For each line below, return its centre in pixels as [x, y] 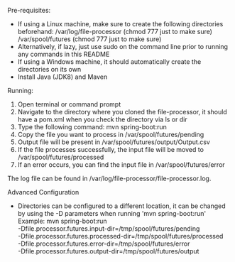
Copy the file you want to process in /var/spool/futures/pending [111, 135]
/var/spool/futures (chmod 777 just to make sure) [89, 39]
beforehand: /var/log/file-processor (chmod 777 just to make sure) [115, 32]
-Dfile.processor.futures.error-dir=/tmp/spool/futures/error [104, 244]
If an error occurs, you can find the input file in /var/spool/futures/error [121, 165]
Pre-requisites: [29, 10]
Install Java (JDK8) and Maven [62, 77]
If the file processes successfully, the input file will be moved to [111, 149]
